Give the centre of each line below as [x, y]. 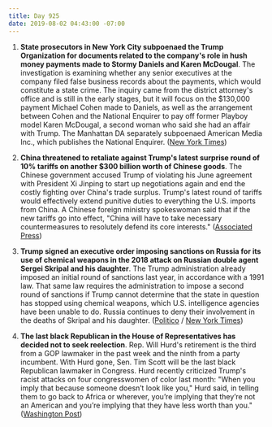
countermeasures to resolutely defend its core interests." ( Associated [136, 227]
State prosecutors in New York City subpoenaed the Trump [122, 46]
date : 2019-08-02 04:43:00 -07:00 [67, 24]
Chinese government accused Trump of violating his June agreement [136, 175]
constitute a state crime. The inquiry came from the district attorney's [136, 89]
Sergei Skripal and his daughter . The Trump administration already [133, 268]
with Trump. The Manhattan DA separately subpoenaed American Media [141, 133]
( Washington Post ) [51, 414]
